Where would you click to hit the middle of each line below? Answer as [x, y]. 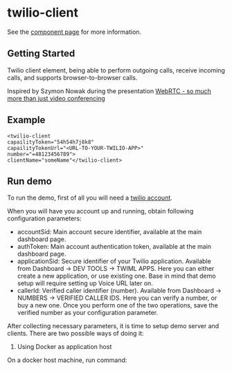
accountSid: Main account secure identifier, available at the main [109, 232]
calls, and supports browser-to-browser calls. [72, 77]
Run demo [29, 181]
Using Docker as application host [64, 347]
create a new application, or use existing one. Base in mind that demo [116, 276]
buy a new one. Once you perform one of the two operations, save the [117, 305]
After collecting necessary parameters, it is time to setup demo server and [113, 326]
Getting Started [41, 54]
